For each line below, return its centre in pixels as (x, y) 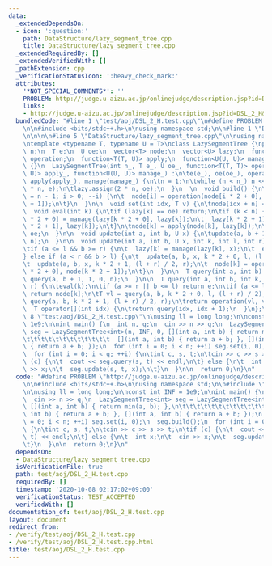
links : (34, 106)
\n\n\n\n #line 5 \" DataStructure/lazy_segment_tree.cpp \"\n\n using (139, 136)
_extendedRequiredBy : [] (57, 53)
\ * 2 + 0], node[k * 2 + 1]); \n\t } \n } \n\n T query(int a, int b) (143, 272)
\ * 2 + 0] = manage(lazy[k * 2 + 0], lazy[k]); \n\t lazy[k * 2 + (139, 219)
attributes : (36, 83)
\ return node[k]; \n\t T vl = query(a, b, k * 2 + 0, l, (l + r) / (137, 294)
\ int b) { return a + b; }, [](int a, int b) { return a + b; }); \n (143, 414)
